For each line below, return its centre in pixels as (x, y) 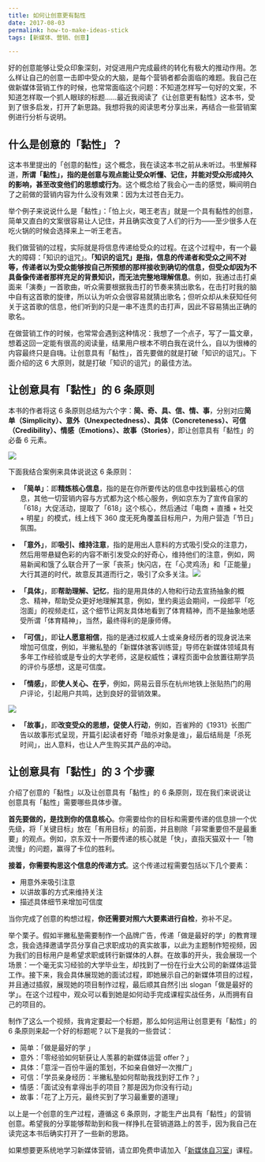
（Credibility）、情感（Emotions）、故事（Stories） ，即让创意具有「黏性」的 (131, 430)
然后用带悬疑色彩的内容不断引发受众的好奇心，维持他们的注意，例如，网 (137, 554)
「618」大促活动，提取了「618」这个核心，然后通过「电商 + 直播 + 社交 (136, 508)
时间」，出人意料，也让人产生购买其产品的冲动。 (97, 744)
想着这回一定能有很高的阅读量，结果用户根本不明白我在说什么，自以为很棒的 (132, 343)
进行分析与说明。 (43, 117)
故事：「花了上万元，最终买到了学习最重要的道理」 (101, 1097)
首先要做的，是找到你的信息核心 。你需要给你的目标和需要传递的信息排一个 (129, 819)
